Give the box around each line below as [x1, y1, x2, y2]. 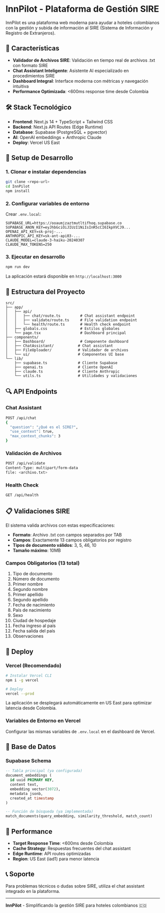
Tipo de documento [12, 571, 53, 577]
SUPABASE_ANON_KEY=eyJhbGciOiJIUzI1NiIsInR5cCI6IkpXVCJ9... [5, 225, 131, 230]
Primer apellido [12, 591, 44, 598]
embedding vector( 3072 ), [10, 787, 61, 792]
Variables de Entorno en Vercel [5, 717, 81, 724]
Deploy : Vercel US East [12, 140, 60, 145]
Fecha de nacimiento [12, 602, 55, 608]
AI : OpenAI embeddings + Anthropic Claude [12, 134, 102, 140]
